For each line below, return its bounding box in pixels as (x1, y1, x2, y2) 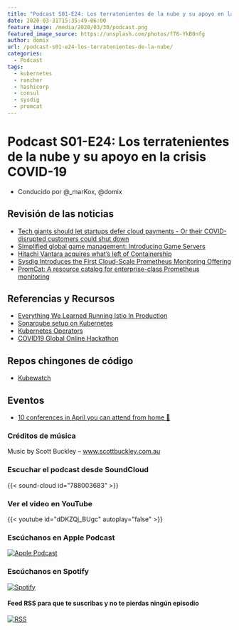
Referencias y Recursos (7, 293, 115, 305)
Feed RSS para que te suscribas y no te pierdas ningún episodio (7, 599, 199, 608)
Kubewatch (17, 374, 51, 383)
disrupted (17, 234, 46, 242)
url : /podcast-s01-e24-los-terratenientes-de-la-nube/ (7, 43, 174, 50)
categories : (7, 50, 43, 58)
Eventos (7, 394, 45, 406)
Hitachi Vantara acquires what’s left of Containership (17, 250, 172, 258)
